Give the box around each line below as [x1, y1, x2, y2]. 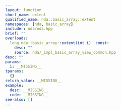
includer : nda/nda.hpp [5, 26, 53, 31]
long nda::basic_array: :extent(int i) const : [10, 41, 109, 46]
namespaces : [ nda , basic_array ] [5, 21, 73, 27]
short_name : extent [5, 12, 46, 17]
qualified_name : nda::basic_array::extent [5, 17, 96, 22]
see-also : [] [5, 97, 33, 102]
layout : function [5, 7, 42, 13]
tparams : [5, 69, 24, 74]
